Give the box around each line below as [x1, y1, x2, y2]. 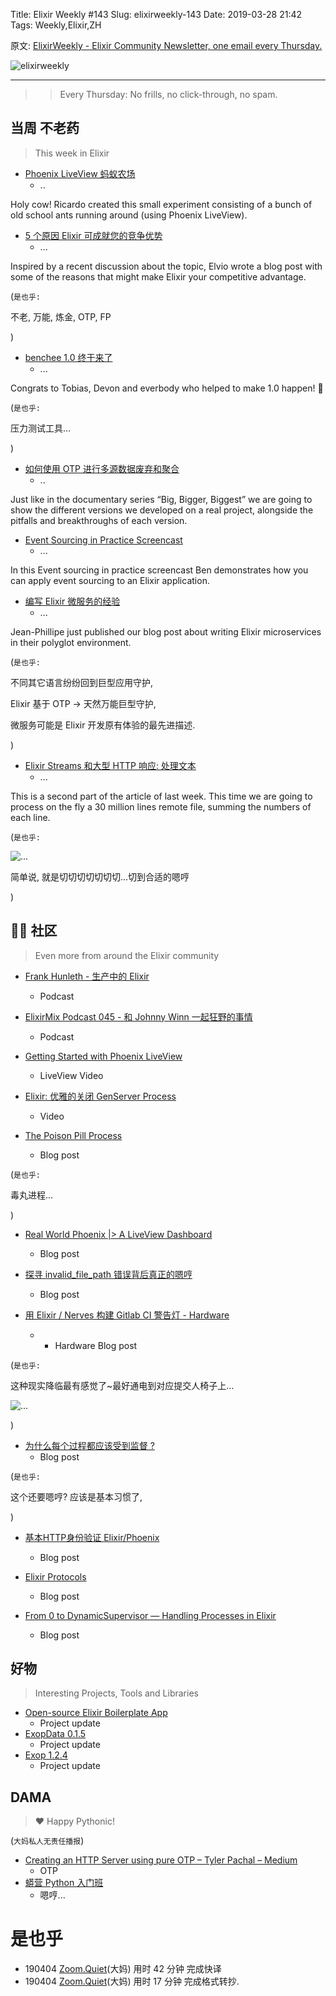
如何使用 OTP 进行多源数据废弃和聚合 [24, 462, 180, 474]
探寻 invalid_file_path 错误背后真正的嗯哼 [24, 1268, 193, 1280]
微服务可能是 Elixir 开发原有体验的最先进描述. [10, 719, 196, 731]
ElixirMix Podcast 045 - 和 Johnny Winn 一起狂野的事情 [24, 1010, 253, 1023]
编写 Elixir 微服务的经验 [24, 595, 121, 607]
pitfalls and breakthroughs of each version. [10, 514, 188, 526]
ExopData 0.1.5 [24, 1728, 87, 1740]
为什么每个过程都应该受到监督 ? [24, 1439, 155, 1451]
